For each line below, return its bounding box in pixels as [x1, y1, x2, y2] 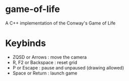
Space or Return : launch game [12, 70, 77, 76]
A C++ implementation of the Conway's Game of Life [5, 20, 116, 26]
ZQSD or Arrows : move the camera [12, 54, 87, 60]
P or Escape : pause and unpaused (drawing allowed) [12, 64, 124, 70]
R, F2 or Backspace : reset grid [12, 59, 77, 65]
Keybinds [5, 37, 47, 49]
